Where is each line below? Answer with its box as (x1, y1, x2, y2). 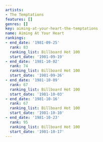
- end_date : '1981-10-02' (5, 59, 60, 64)
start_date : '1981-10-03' (10, 92, 65, 97)
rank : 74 (10, 63, 28, 68)
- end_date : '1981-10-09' (5, 78, 60, 83)
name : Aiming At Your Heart (5, 31, 65, 36)
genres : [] (5, 21, 28, 27)
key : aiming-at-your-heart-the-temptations (5, 26, 98, 31)
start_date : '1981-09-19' (10, 54, 65, 59)
